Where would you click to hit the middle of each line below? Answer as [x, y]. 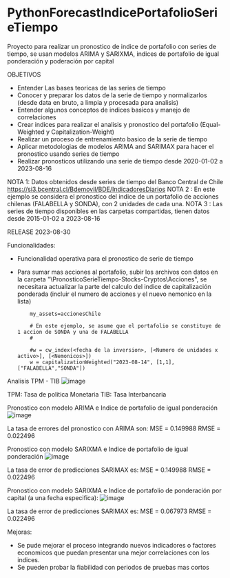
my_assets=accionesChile [65, 314]
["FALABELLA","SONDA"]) [51, 368]
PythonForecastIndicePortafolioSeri [113, 13]
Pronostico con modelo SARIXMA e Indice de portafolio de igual [97, 449]
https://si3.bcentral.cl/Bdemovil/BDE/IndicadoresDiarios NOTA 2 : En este [111, 189]
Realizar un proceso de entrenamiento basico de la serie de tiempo [112, 139]
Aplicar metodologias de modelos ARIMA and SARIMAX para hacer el [115, 146]
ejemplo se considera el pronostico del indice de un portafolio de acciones [113, 196]
